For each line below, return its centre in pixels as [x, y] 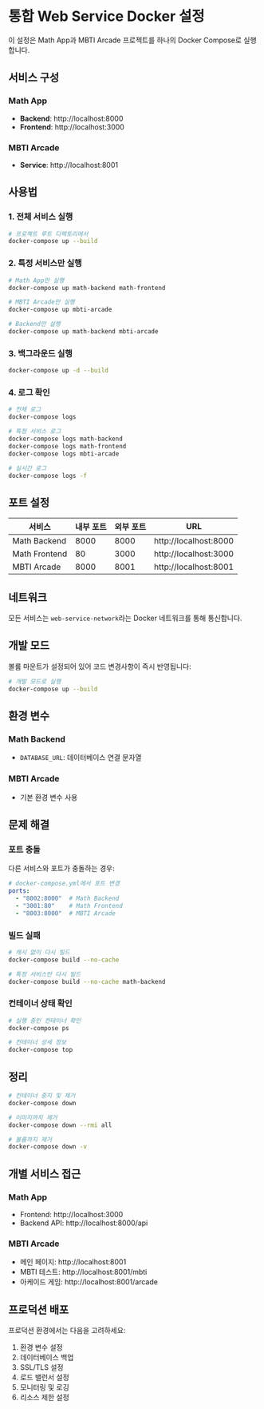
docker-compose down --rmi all [60, 1125]
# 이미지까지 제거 [33, 1117]
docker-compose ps [39, 1028]
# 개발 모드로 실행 [35, 681]
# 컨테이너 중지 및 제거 [42, 1096]
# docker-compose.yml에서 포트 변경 [64, 884]
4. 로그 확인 [29, 392]
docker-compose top [41, 1050]
